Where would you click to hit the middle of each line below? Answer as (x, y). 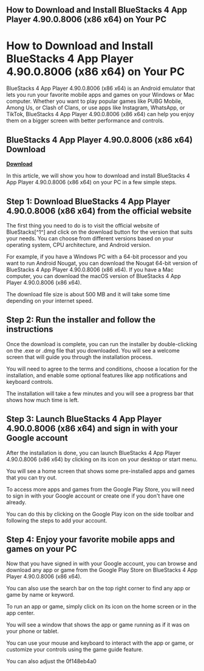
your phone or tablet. (32, 631)
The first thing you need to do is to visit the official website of (83, 225)
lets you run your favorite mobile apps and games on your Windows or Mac (100, 95)
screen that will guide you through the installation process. (80, 357)
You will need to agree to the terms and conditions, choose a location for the (102, 369)
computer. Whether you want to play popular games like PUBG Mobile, (94, 101)
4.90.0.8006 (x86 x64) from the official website (99, 211)
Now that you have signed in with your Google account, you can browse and (102, 564)
